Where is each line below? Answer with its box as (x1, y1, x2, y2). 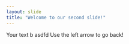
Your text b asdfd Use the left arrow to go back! (6, 31, 124, 38)
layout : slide (6, 8, 42, 15)
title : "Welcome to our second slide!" (6, 14, 106, 20)
